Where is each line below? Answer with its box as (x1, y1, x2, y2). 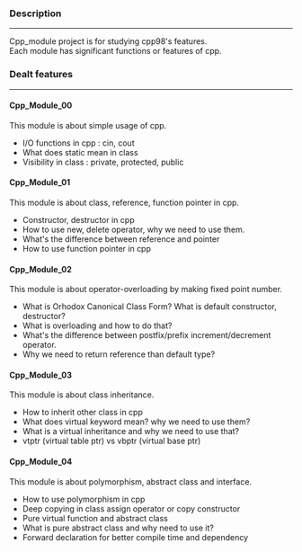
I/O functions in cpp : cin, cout (22, 138, 135, 148)
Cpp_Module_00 (9, 100, 73, 111)
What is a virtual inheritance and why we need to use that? (22, 426, 240, 437)
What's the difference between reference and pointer (22, 234, 220, 245)
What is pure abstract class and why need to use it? (22, 522, 214, 533)
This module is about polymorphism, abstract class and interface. (9, 476, 253, 487)
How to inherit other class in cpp (22, 407, 144, 418)
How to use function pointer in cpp (22, 244, 151, 254)
